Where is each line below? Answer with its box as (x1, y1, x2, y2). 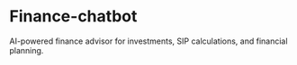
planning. (9, 45, 44, 55)
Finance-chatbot (9, 6, 138, 27)
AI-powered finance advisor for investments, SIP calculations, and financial (9, 36, 288, 46)
